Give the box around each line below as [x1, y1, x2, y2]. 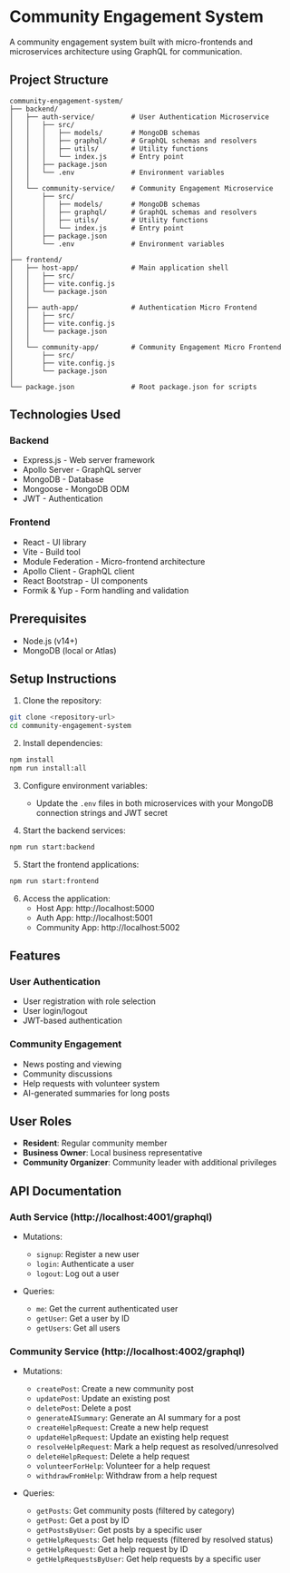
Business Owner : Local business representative [22, 1147, 203, 1158]
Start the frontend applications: [22, 859, 140, 870]
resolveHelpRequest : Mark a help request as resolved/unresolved [35, 1441, 279, 1452]
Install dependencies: [22, 738, 103, 749]
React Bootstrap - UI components [22, 575, 148, 586]
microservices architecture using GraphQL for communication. [9, 45, 243, 56]
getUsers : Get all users [35, 1322, 121, 1333]
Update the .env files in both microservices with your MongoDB [35, 797, 274, 809]
